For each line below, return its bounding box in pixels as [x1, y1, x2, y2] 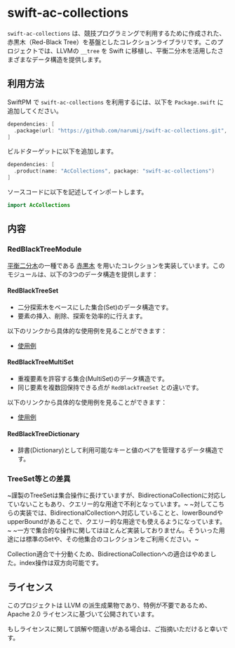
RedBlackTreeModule [7, 244, 82, 254]
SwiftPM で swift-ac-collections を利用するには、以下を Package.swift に [7, 97, 224, 106]
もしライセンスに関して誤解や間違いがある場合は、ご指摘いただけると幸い [7, 625, 222, 633]
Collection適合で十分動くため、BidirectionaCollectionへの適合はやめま [7, 550, 210, 558]
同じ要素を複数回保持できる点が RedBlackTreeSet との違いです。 [17, 383, 203, 391]
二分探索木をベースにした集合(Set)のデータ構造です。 [17, 303, 173, 311]
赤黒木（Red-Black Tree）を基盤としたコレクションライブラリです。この [7, 37, 217, 46]
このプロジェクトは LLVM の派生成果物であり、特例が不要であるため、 [7, 601, 212, 609]
